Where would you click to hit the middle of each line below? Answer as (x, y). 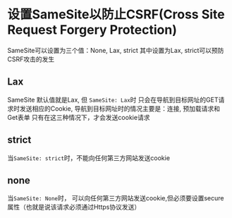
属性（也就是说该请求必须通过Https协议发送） (74, 207)
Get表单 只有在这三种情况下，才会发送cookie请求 (79, 117)
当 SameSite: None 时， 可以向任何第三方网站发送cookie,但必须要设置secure (116, 198)
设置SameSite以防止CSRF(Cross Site (116, 14)
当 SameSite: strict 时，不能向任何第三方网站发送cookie (89, 158)
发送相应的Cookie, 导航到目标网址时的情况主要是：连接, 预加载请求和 (120, 108)
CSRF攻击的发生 (31, 59)
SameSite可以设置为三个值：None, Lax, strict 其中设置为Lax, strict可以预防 (116, 50)
